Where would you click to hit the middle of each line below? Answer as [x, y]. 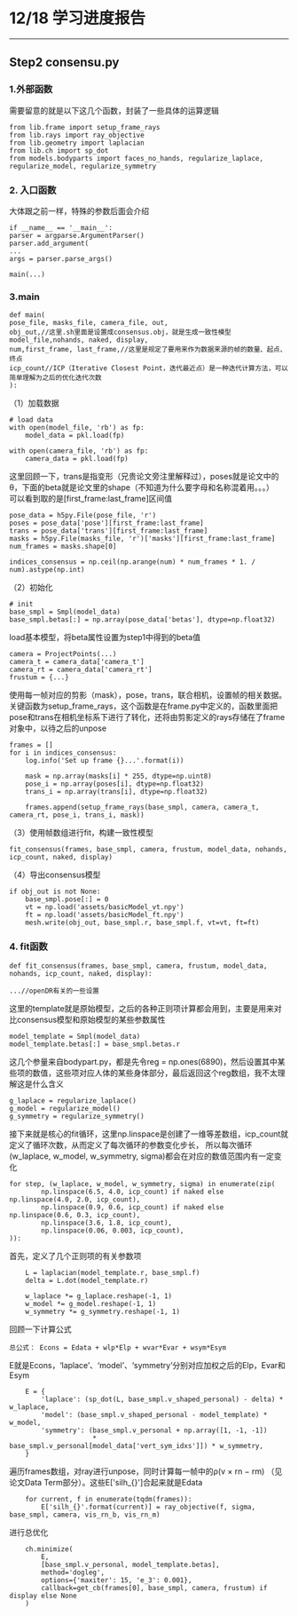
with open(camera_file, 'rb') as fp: [79, 451]
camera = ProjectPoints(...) [63, 654]
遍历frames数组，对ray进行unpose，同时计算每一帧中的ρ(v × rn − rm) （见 [146, 1471]
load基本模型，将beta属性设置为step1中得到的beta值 [105, 638]
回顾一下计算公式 [40, 1329]
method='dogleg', [73, 1572]
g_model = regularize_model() [65, 1108]
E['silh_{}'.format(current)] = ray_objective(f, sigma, [148, 1507]
